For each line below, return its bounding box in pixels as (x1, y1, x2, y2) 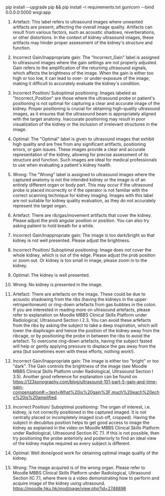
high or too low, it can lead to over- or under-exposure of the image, (12, 76, 150, 81)
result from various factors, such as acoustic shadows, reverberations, (12, 29, 156, 35)
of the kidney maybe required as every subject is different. (12, 441, 131, 446)
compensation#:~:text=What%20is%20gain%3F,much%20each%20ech (12, 390, 160, 395)
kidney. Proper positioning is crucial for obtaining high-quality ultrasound (12, 105, 160, 111)
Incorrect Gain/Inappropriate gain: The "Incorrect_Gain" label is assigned (12, 54, 160, 60)
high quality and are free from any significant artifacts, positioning (12, 141, 146, 147)
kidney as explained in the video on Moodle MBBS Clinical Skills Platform (12, 425, 160, 431)
